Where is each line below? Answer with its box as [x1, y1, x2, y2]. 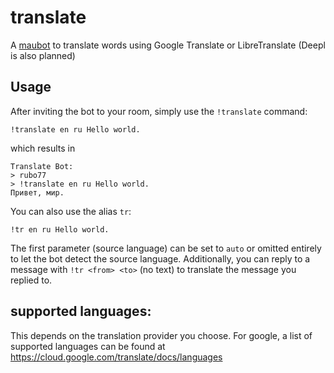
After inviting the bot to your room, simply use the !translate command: [10, 105, 308, 117]
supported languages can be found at [10, 340, 166, 352]
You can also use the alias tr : [10, 205, 132, 217]
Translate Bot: [10, 161, 74, 171]
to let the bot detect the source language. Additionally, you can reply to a [10, 252, 311, 265]
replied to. [10, 274, 53, 286]
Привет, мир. [10, 187, 65, 198]
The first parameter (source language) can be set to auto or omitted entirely [10, 242, 322, 254]
